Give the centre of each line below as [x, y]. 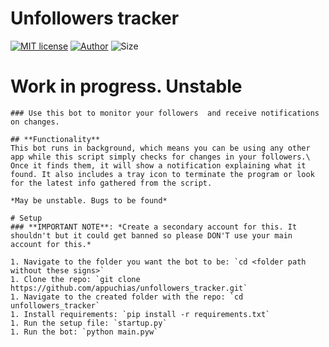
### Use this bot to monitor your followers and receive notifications [165, 113]
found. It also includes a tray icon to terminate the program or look [162, 174]
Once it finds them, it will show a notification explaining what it [158, 165]
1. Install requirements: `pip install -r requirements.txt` [140, 314]
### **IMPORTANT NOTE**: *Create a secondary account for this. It [154, 227]
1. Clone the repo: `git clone [75, 279]
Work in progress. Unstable [126, 86]
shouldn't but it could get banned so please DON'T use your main [151, 235]
